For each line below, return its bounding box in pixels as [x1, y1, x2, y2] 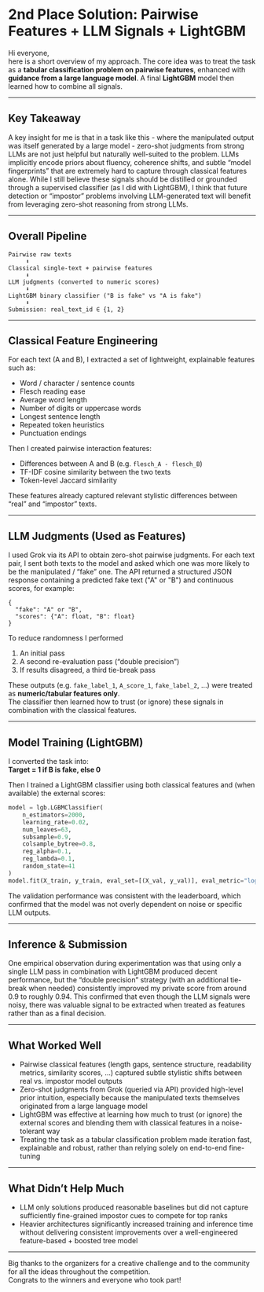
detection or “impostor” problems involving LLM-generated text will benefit [8, 191, 251, 200]
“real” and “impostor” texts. [8, 499, 97, 508]
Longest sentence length [19, 412, 101, 421]
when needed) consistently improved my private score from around [28, 984, 247, 993]
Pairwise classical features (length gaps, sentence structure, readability [19, 1059, 251, 1070]
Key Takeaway [8, 112, 81, 125]
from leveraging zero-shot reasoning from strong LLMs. [8, 199, 189, 209]
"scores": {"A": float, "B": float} [15, 613, 135, 621]
